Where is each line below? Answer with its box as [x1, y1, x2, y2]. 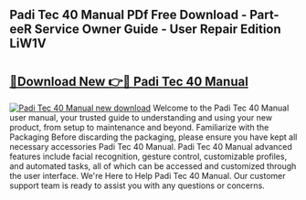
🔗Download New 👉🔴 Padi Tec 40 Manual [9, 73, 248, 89]
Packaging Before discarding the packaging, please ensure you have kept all [9, 132, 298, 142]
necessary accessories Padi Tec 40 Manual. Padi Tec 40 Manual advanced [9, 142, 292, 152]
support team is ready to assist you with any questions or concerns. [9, 180, 265, 191]
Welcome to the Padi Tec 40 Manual [153, 102, 290, 113]
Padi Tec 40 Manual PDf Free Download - [9, 7, 248, 23]
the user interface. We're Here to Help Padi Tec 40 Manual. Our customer [9, 171, 286, 181]
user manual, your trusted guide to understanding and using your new [9, 112, 272, 122]
